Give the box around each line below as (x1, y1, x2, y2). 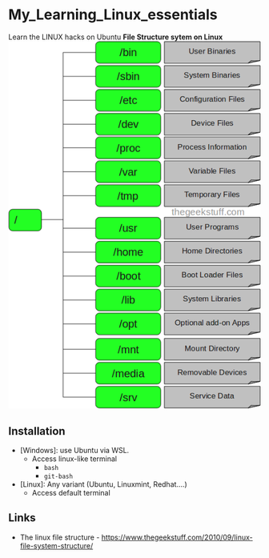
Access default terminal (31, 488, 110, 498)
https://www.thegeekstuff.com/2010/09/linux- (101, 532, 254, 542)
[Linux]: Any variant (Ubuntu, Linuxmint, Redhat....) (19, 480, 188, 489)
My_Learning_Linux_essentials (8, 6, 218, 24)
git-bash (43, 472, 74, 481)
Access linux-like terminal (31, 454, 118, 464)
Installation (8, 424, 66, 438)
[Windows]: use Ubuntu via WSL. (19, 446, 130, 456)
